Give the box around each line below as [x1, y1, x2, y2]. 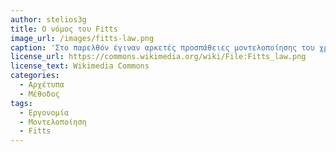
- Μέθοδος [19, 89, 60, 99]
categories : [10, 71, 60, 81]
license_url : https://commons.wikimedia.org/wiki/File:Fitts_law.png [10, 52, 307, 62]
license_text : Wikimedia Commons [10, 61, 150, 71]
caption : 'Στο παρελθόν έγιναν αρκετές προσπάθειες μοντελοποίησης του [10, 42, 315, 53]
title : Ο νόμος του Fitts [10, 24, 118, 34]
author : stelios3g [10, 14, 87, 25]
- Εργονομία [19, 107, 70, 118]
